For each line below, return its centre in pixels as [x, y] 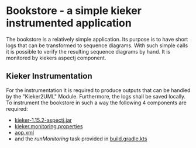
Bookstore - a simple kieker [74, 11]
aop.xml [24, 132]
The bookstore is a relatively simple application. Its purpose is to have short [97, 39]
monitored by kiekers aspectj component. [56, 58]
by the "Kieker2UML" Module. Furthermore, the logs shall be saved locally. [96, 96]
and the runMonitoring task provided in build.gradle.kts [81, 139]
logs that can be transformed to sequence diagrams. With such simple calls [97, 45]
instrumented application [69, 23]
